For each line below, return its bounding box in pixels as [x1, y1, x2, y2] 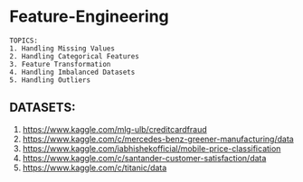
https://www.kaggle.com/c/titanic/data [22, 162, 167, 173]
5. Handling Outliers [9, 75, 91, 85]
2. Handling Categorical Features [9, 51, 140, 60]
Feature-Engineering [9, 6, 169, 27]
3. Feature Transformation [9, 59, 111, 68]
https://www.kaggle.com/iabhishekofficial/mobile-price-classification [22, 142, 281, 154]
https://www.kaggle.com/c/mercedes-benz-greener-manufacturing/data [22, 133, 294, 144]
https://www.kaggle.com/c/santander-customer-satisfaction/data [22, 152, 267, 163]
